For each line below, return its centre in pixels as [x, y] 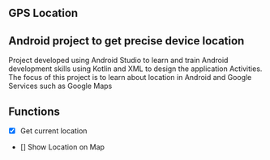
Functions [34, 111]
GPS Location [43, 13]
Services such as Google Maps [60, 86]
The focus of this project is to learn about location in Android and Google [130, 78]
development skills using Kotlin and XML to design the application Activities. [135, 69]
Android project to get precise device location [126, 41]
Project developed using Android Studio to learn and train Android [118, 61]
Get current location [54, 131]
